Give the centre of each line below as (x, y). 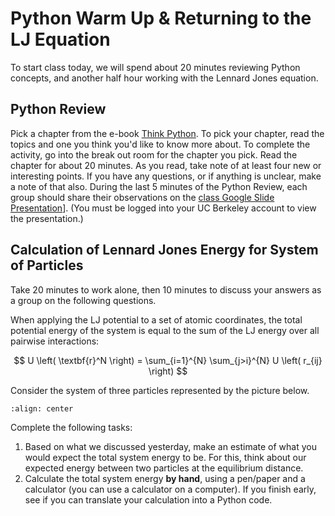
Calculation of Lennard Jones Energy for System (164, 250)
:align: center (42, 408)
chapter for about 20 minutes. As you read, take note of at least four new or (166, 165)
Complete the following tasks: (71, 427)
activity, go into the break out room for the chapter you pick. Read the (154, 154)
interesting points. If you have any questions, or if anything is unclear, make (166, 176)
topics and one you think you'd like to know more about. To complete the (160, 144)
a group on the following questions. (83, 300)
